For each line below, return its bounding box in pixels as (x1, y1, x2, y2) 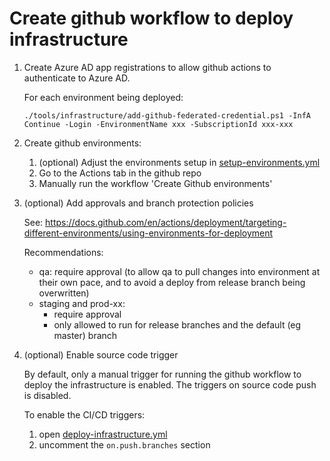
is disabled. (23, 389, 72, 401)
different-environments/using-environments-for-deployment (23, 227, 274, 239)
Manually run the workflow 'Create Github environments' (38, 177, 273, 189)
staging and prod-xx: (38, 297, 126, 309)
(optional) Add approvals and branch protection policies (23, 197, 254, 209)
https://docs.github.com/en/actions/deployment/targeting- (45, 216, 287, 228)
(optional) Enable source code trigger (23, 348, 179, 361)
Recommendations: (23, 246, 104, 258)
